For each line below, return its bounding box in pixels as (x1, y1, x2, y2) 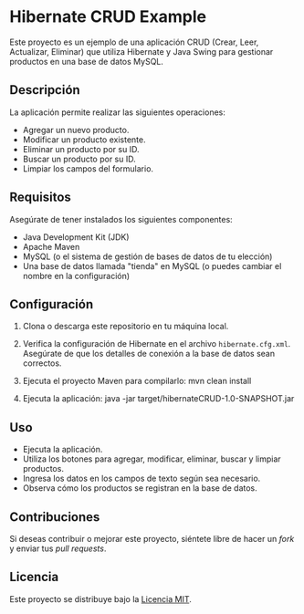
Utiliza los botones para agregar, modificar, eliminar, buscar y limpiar (22, 453, 281, 464)
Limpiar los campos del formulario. (22, 162, 153, 174)
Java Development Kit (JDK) (22, 231, 130, 243)
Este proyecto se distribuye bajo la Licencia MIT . (9, 593, 192, 604)
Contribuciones (9, 509, 100, 525)
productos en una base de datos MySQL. (9, 56, 164, 67)
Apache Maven (22, 241, 80, 252)
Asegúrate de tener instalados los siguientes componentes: (9, 213, 233, 224)
